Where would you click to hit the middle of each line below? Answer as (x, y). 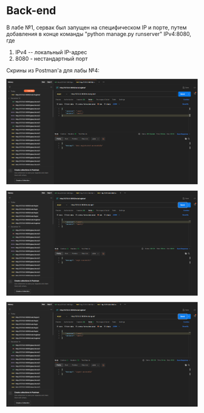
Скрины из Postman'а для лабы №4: (53, 70)
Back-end (31, 11)
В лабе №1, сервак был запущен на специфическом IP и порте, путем (97, 27)
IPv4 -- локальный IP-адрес (51, 52)
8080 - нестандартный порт (51, 58)
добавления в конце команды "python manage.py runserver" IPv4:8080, (99, 33)
